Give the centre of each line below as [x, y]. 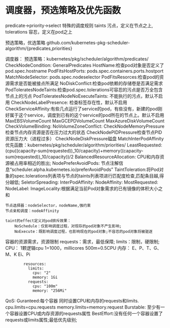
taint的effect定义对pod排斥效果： [38, 221]
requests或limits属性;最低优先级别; [41, 320]
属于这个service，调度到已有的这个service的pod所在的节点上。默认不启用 [87, 115]
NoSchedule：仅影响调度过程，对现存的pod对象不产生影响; [68, 226]
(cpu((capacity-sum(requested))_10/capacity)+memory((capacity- [74, 151]
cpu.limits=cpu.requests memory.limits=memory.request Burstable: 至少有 [83, 307]
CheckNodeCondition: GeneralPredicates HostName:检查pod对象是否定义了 [85, 65]
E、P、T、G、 [147, 248]
